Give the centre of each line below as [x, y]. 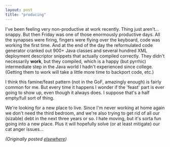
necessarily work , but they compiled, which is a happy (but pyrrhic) [76, 61]
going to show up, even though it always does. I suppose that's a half [77, 92]
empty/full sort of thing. [30, 98]
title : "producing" [26, 15]
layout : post [19, 10]
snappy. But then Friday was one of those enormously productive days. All [83, 34]
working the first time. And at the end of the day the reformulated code [79, 45]
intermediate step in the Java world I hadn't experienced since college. [79, 67]
